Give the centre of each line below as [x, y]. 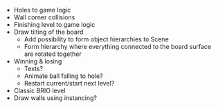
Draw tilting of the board [48, 32]
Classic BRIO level [39, 90]
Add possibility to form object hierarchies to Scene [97, 39]
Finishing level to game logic [54, 24]
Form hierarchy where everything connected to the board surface [118, 47]
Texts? [34, 69]
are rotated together [53, 54]
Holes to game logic [42, 10]
